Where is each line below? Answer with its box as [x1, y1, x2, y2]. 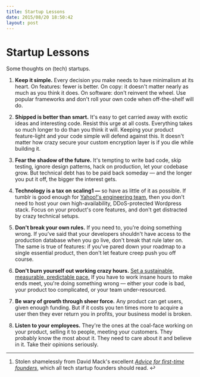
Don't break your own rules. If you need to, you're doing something [14, 224, 182, 231]
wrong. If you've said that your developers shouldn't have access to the [14, 230, 191, 238]
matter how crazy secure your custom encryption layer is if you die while [14, 139, 194, 146]
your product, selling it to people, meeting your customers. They [14, 328, 173, 335]
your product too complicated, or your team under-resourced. [14, 286, 167, 294]
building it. [14, 145, 41, 152]
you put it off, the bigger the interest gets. [14, 176, 117, 183]
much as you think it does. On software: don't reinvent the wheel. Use [14, 89, 186, 96]
